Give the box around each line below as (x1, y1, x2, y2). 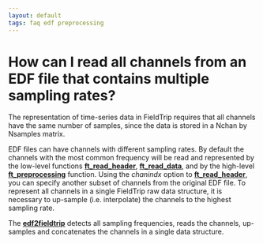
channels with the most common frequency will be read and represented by (8, 153, 255, 163)
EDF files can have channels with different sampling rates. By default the (8, 145, 245, 154)
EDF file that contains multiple (8, 69, 209, 88)
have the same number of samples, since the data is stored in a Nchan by (8, 121, 247, 130)
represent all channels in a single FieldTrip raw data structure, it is (8, 186, 223, 196)
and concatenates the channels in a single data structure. (36, 227, 224, 237)
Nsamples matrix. (8, 130, 66, 139)
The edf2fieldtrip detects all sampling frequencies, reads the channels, (8, 219, 241, 228)
